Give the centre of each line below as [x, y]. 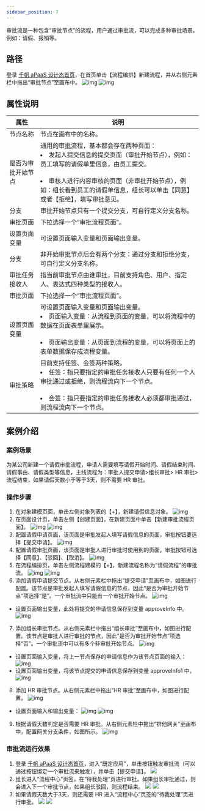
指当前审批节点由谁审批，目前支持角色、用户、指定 [114, 275]
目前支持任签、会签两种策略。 [83, 363]
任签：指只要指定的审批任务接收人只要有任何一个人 [122, 372]
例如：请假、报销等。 [33, 38]
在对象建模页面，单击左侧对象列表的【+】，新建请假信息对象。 [93, 512]
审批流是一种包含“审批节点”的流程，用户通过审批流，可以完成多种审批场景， [102, 30]
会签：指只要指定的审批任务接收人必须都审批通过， [122, 398]
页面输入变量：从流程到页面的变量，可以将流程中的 [122, 316]
